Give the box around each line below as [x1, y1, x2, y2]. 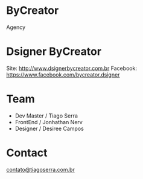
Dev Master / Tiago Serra [14, 112, 78, 119]
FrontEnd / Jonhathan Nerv [14, 118, 83, 125]
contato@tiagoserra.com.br [6, 166, 75, 173]
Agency [6, 24, 26, 31]
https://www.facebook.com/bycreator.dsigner [6, 71, 120, 78]
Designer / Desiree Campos [14, 125, 84, 132]
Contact [6, 146, 48, 160]
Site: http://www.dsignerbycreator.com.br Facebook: [6, 64, 138, 72]
